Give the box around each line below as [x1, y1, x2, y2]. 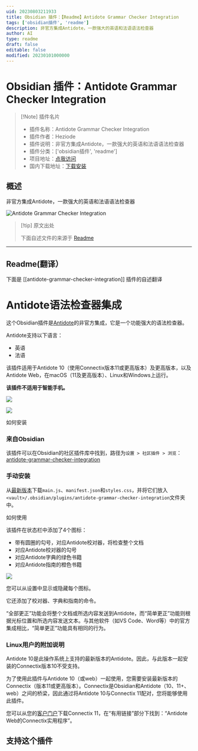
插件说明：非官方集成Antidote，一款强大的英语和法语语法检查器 [29, 140, 184, 147]
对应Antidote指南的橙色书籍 [14, 561, 82, 568]
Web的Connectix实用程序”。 [6, 717, 75, 724]
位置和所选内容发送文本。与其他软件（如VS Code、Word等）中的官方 [21, 617, 190, 624]
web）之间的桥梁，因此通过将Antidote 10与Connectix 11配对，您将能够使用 [6, 690, 188, 697]
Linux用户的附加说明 [6, 641, 65, 649]
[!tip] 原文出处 [20, 222, 55, 229]
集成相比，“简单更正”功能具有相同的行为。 [6, 624, 109, 631]
